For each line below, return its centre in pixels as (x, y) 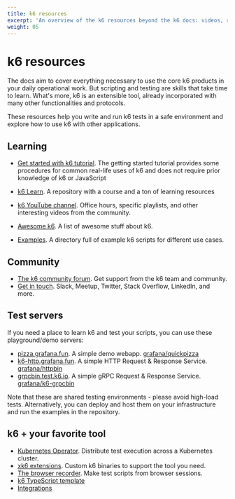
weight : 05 (23, 27)
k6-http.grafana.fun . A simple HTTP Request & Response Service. (112, 361)
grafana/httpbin (40, 368)
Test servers (35, 316)
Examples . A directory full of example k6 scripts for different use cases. (121, 240)
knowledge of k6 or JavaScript (62, 178)
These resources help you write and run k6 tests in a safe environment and (115, 117)
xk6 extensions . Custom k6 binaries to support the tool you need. (112, 465)
